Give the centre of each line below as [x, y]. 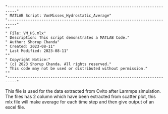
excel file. [15, 107]
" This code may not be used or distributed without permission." [76, 69]
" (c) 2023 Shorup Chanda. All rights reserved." [59, 64]
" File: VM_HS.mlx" [26, 33]
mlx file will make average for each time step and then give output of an [80, 102]
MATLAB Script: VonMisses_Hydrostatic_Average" [61, 16]
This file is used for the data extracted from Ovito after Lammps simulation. [83, 91]
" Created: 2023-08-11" [30, 46]
